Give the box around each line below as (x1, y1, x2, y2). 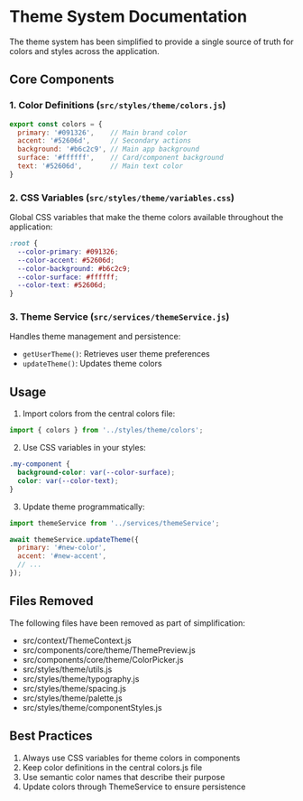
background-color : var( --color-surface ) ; (17, 468, 176, 478)
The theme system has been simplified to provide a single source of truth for (9, 36, 294, 47)
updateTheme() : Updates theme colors (22, 359, 162, 369)
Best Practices (9, 729, 93, 744)
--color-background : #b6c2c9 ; (17, 264, 131, 273)
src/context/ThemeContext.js (22, 635, 133, 646)
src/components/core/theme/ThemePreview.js (22, 644, 196, 656)
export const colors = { (9, 119, 103, 128)
